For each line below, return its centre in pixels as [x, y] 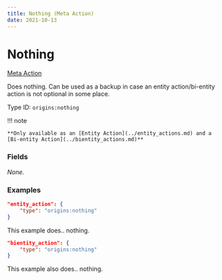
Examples [24, 189]
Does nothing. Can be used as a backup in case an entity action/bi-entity [111, 86]
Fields [18, 157]
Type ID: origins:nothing [43, 107]
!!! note [17, 121]
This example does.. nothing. [48, 230]
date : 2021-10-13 [32, 20]
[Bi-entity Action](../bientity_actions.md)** [75, 140]
